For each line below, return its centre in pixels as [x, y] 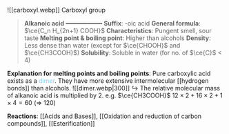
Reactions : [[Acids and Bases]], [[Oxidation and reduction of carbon [104, 116]
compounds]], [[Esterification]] [51, 123]
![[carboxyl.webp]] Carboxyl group [56, 10]
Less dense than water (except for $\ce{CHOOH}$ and [102, 45]
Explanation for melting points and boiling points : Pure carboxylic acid [109, 73]
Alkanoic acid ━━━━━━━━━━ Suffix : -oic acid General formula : [112, 23]
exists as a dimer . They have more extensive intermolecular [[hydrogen [108, 81]
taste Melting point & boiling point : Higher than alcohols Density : [117, 38]
